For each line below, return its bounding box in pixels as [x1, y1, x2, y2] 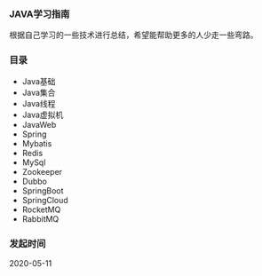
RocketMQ [21, 204, 61, 215]
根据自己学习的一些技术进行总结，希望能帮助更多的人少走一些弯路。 [9, 29, 258, 41]
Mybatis [21, 138, 52, 148]
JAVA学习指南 [9, 7, 70, 20]
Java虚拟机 [21, 109, 64, 120]
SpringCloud [21, 194, 68, 205]
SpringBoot [21, 185, 64, 196]
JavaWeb [21, 119, 57, 130]
